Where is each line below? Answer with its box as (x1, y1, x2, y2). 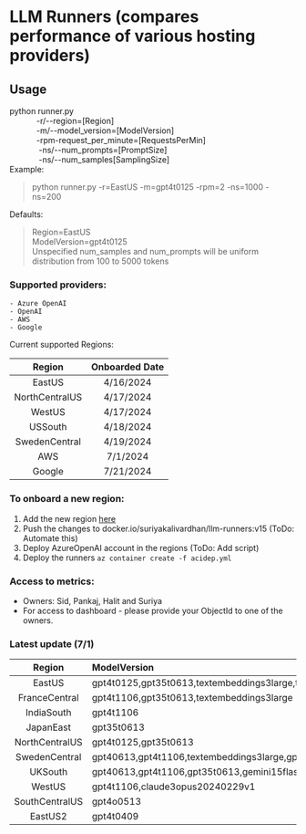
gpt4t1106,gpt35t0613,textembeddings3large (91, 692, 293, 704)
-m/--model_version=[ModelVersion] (36, 125, 175, 136)
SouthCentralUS (14, 796, 84, 808)
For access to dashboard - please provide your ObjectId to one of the (22, 605, 284, 616)
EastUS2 (29, 810, 67, 823)
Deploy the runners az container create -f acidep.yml (22, 552, 232, 563)
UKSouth (29, 766, 68, 778)
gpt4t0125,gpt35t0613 (91, 736, 194, 749)
